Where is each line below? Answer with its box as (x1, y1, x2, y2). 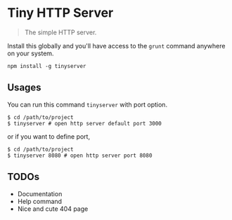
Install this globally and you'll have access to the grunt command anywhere (7, 41, 226, 50)
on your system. (7, 49, 54, 57)
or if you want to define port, (7, 132, 90, 141)
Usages (7, 82, 41, 94)
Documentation (17, 189, 63, 198)
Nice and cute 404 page (17, 205, 89, 213)
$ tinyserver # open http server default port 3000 (7, 120, 162, 127)
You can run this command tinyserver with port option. (7, 100, 167, 109)
